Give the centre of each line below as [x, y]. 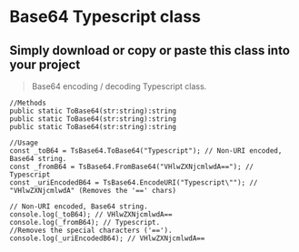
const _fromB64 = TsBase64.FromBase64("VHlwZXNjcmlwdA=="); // [132, 166]
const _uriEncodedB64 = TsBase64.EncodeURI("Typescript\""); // [134, 183]
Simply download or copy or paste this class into [150, 50]
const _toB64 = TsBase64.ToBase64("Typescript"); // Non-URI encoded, [146, 151]
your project [45, 64]
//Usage [24, 143]
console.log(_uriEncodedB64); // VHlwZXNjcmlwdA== [107, 238]
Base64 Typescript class [105, 17]
